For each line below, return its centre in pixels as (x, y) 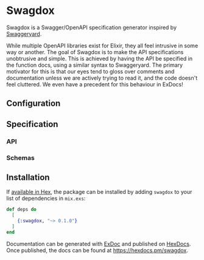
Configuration (33, 104)
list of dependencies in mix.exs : (46, 199)
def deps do (21, 210)
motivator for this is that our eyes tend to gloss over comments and (90, 71)
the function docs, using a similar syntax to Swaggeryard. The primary (95, 65)
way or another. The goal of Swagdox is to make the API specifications (95, 52)
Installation (28, 177)
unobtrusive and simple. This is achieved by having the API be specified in (100, 58)
